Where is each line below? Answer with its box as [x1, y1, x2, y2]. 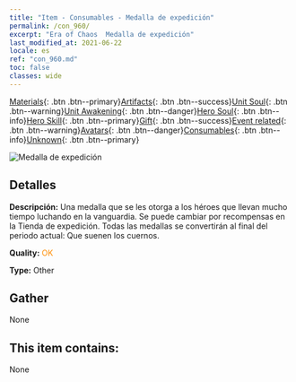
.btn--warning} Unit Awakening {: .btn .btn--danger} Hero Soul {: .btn [9, 105, 257, 117]
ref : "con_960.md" [9, 55, 78, 64]
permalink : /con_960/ [9, 22, 91, 30]
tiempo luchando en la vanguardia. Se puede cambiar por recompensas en [9, 211, 285, 221]
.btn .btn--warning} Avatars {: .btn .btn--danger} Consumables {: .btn [9, 125, 257, 135]
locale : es [9, 47, 50, 56]
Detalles [9, 178, 57, 193]
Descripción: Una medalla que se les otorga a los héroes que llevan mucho [9, 201, 288, 212]
